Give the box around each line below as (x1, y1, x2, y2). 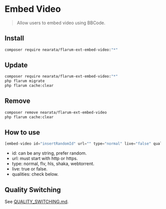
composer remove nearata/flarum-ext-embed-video (4, 110, 107, 115)
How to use (4, 128, 40, 137)
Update (4, 61, 28, 70)
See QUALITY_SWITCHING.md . (4, 199, 69, 205)
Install (4, 34, 24, 42)
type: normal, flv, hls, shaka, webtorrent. (11, 161, 95, 167)
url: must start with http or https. (11, 156, 78, 162)
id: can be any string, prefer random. (11, 150, 87, 156)
